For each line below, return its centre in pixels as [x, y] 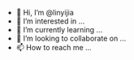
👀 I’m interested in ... [50, 21]
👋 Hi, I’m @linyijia [45, 13]
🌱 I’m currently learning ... [59, 30]
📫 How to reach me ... [54, 47]
